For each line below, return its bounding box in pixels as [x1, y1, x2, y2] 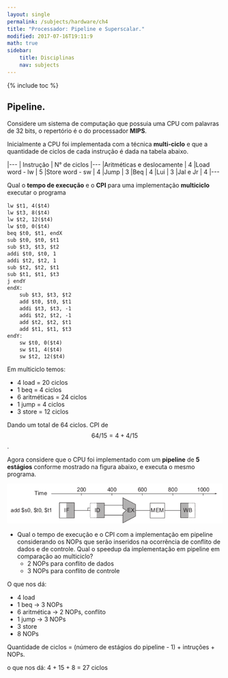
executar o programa [7, 188, 66, 197]
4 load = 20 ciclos [16, 378, 68, 386]
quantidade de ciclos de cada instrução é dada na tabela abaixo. [7, 147, 189, 155]
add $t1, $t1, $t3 [19, 325, 72, 332]
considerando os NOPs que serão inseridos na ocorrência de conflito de [16, 538, 220, 546]
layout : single [7, 11, 51, 18]
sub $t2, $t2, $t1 [7, 264, 59, 271]
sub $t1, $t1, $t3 [7, 271, 59, 277]
